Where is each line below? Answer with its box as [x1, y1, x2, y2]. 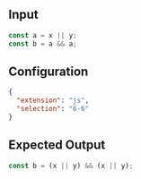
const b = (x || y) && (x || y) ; [8, 161, 134, 170]
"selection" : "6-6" [16, 105, 90, 114]
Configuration [8, 64, 89, 79]
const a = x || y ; [8, 30, 77, 39]
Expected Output [8, 138, 106, 153]
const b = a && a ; [8, 39, 77, 48]
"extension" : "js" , [16, 96, 90, 106]
